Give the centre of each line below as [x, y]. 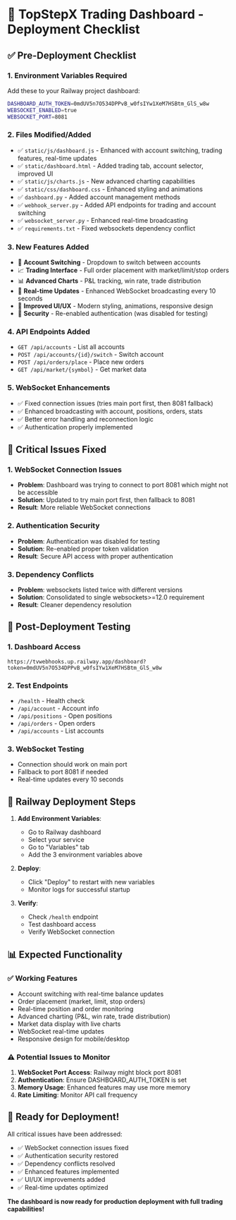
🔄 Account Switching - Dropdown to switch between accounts [109, 262]
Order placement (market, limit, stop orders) [81, 1001]
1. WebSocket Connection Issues [64, 470]
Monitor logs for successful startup [79, 890]
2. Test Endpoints [38, 685]
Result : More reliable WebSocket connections [84, 508]
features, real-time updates [57, 158]
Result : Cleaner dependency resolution [74, 604]
